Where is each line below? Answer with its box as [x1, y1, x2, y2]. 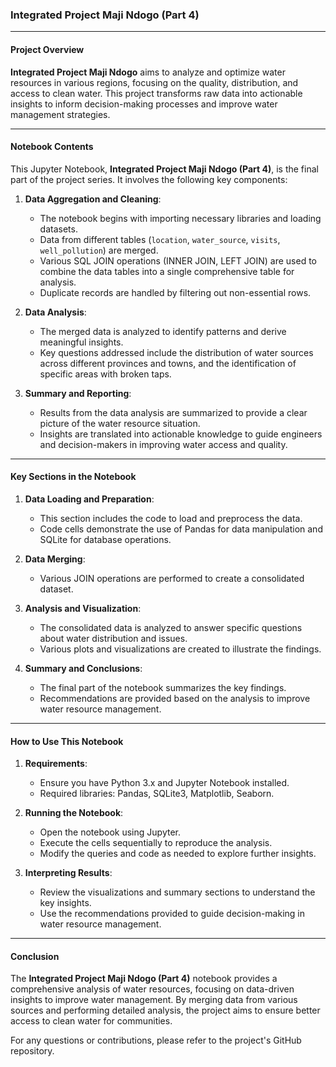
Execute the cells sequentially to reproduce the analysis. [39, 837, 273, 849]
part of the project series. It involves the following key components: [10, 173, 288, 185]
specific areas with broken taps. [39, 368, 172, 380]
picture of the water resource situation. [39, 417, 201, 429]
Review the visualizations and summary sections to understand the [39, 886, 316, 898]
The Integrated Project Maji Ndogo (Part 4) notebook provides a [10, 973, 278, 985]
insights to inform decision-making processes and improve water [10, 98, 278, 110]
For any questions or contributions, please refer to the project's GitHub [10, 1034, 302, 1047]
